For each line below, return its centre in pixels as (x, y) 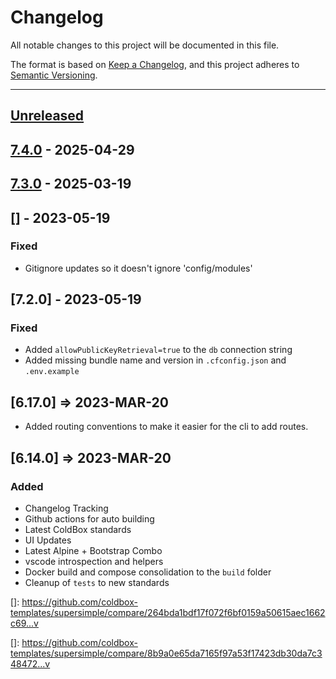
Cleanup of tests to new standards (97, 582)
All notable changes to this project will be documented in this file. (145, 45)
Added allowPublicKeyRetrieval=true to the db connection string (158, 350)
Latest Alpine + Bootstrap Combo (93, 550)
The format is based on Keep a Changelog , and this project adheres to (155, 64)
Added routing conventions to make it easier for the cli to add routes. (166, 427)
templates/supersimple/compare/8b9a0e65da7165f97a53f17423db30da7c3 (166, 653)
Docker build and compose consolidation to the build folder (148, 572)
